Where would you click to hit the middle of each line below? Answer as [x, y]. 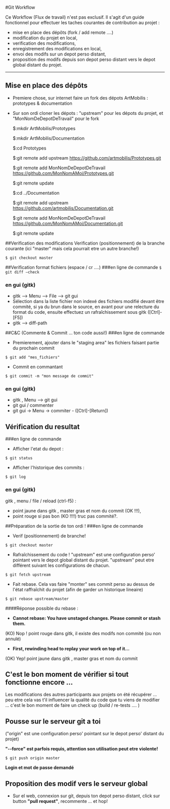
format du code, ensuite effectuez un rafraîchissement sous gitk [79, 312]
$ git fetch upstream [28, 575]
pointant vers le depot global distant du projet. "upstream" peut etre [83, 560]
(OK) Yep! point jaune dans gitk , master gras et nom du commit [72, 658]
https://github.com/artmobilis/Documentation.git [63, 208]
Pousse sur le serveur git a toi [53, 721]
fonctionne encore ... [39, 682]
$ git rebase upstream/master [37, 599]
